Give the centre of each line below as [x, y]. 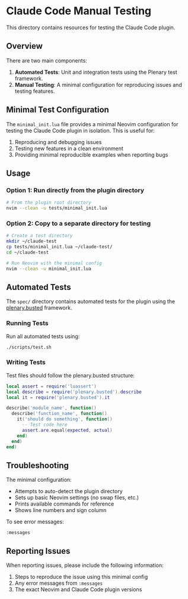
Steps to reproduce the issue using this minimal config [81, 577]
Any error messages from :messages [59, 583]
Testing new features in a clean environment [69, 148]
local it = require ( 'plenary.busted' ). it [58, 397]
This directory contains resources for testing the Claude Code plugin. [91, 27]
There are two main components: [47, 60]
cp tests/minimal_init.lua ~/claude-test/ [59, 247]
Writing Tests [26, 363]
